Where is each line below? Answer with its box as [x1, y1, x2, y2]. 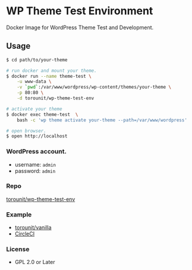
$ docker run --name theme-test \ [6, 73, 92, 79]
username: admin [14, 161, 56, 168]
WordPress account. [6, 147, 67, 156]
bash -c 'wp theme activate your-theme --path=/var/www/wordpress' [17, 117, 187, 123]
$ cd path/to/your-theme [6, 56, 68, 63]
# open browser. [6, 128, 46, 134]
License [6, 245, 30, 253]
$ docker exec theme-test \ [6, 111, 78, 117]
